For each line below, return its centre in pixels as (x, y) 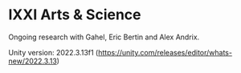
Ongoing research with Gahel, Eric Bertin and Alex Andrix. (104, 37)
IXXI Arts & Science (75, 15)
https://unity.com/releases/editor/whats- (165, 52)
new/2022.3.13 (33, 61)
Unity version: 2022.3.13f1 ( (53, 52)
